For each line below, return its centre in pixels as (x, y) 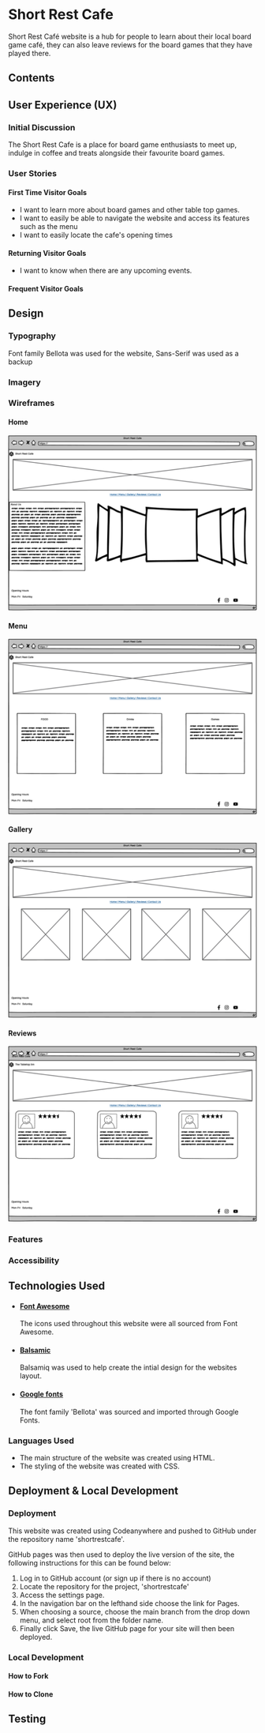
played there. (30, 53)
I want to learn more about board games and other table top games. (130, 210)
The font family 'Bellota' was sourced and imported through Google (129, 1412)
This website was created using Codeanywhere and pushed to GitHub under (132, 1531)
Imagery (24, 382)
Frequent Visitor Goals (46, 288)
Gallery (21, 829)
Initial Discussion (42, 127)
